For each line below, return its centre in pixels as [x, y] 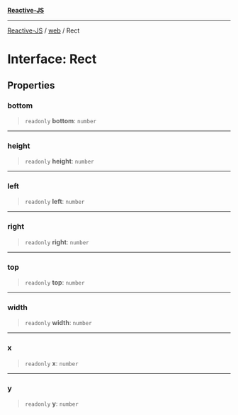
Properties [31, 85]
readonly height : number [59, 161]
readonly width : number [58, 323]
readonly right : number [57, 242]
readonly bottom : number [61, 120]
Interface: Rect [52, 59]
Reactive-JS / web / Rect [44, 30]
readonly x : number [52, 363]
